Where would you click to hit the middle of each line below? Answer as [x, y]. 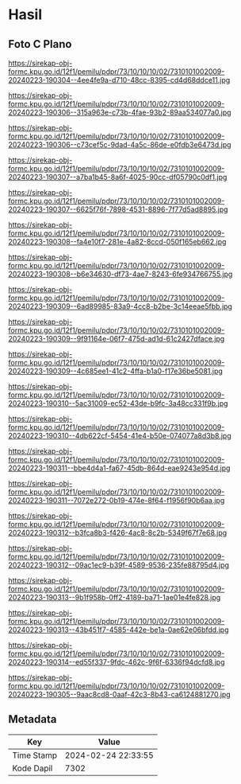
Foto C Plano [40, 44]
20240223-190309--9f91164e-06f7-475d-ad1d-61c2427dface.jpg [117, 339]
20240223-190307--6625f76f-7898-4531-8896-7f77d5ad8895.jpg [118, 209]
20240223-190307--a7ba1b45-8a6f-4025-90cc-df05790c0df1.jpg [118, 177]
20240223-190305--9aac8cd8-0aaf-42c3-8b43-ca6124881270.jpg [120, 694]
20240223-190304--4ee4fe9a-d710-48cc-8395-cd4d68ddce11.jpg [119, 80]
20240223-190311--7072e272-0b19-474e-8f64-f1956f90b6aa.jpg [117, 500]
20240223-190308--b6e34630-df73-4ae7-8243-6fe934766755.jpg [120, 274]
